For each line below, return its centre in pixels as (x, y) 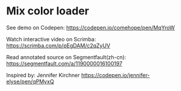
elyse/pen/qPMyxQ (30, 81)
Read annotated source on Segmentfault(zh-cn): (66, 57)
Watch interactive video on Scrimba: (51, 39)
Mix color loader (48, 11)
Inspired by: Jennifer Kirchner (43, 75)
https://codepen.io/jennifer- (115, 75)
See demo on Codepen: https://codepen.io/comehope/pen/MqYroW (91, 28)
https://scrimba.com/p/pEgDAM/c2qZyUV (58, 45)
